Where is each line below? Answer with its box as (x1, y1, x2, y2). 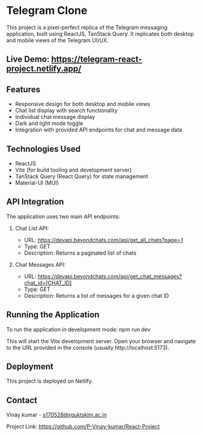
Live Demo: (6, 54, 50, 64)
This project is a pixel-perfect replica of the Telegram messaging (6, 24, 168, 31)
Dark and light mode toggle (15, 119, 83, 127)
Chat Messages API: (15, 261, 66, 268)
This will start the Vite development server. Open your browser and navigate (6, 337, 196, 344)
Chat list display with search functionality (15, 107, 118, 114)
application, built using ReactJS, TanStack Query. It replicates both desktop (6, 30, 195, 37)
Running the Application (6, 310, 100, 320)
